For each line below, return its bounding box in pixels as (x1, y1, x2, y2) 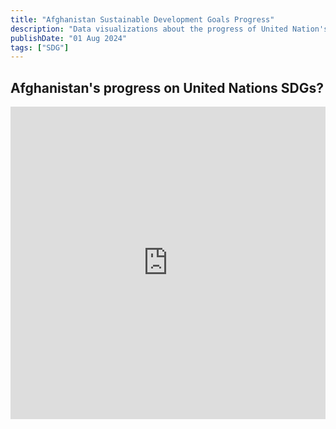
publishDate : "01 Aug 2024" (10, 33, 128, 43)
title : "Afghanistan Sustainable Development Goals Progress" (10, 14, 275, 25)
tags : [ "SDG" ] (10, 42, 70, 53)
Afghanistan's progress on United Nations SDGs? (10, 79, 324, 96)
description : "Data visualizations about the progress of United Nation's (10, 24, 329, 34)
